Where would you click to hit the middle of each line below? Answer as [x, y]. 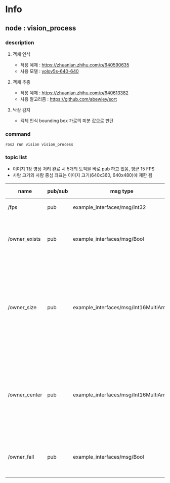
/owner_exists [24, 239]
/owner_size [22, 308]
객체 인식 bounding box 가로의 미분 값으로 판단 [67, 121]
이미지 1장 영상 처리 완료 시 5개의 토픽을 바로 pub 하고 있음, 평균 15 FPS [83, 169]
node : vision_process [41, 28]
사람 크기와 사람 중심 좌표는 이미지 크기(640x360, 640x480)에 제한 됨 [82, 175]
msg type [122, 191]
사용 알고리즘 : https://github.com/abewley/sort [69, 99]
